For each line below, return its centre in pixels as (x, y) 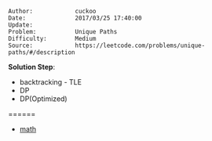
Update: (21, 25)
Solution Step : (32, 67)
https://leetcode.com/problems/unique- (140, 45)
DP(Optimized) (44, 99)
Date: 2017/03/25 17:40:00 (75, 18)
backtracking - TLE (51, 82)
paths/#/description (42, 52)
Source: (21, 45)
